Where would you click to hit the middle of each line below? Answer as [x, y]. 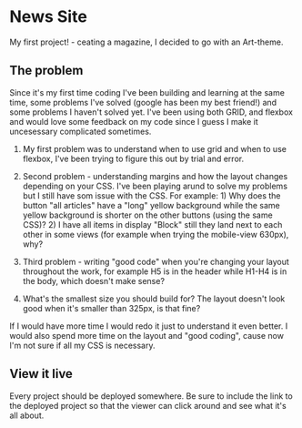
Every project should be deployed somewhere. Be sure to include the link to [151, 396]
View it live [41, 374]
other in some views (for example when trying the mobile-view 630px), [156, 234]
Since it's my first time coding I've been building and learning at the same [147, 92]
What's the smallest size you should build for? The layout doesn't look [154, 299]
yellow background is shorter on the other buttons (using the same [147, 215]
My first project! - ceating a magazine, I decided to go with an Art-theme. [146, 42]
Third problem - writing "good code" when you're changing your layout [156, 261]
